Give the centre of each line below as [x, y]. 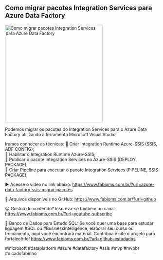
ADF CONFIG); [20, 149]
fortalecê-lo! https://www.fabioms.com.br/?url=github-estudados [70, 239]
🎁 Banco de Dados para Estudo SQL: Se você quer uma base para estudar [80, 223]
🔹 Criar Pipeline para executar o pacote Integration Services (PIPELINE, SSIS [82, 170]
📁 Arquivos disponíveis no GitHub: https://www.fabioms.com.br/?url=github [81, 199]
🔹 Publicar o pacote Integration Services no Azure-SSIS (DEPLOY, [71, 159]
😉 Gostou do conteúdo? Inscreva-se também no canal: [61, 208]
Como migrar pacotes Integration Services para [79, 8]
